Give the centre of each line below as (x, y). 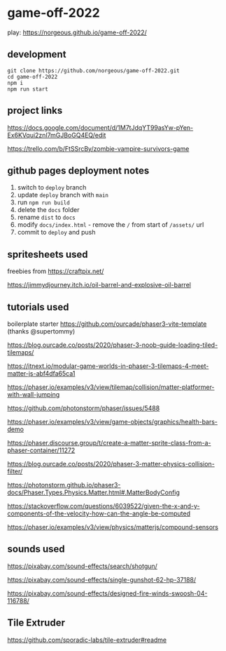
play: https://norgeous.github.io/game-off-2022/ (77, 32)
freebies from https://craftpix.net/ (56, 271)
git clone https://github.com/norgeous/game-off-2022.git (93, 71)
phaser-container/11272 (41, 450)
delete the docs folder (48, 210)
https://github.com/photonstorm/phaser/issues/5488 (84, 408)
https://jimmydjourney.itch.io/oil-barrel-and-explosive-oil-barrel (99, 285)
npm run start (28, 89)
